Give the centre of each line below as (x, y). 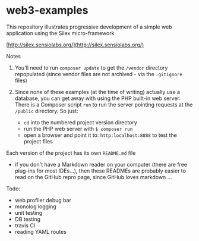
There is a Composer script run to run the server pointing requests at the (104, 104)
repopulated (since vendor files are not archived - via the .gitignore (99, 74)
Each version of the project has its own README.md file (71, 153)
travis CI (25, 225)
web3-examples (47, 10)
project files (38, 141)
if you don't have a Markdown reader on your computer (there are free (101, 164)
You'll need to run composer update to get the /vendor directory (91, 68)
